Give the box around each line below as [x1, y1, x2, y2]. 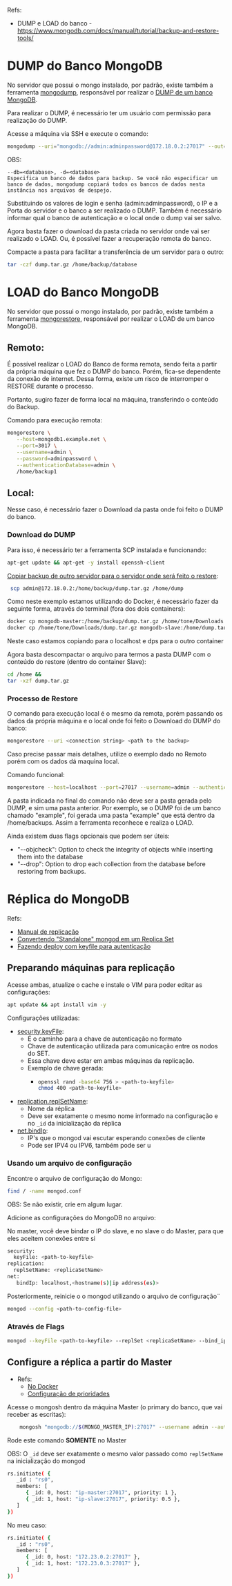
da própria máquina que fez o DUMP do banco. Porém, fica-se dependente [7, 367, 221, 375]
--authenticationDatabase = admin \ [16, 462, 116, 469]
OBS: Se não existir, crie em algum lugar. [7, 1200, 123, 1208]
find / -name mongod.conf [7, 1187, 81, 1195]
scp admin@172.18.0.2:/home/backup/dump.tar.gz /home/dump [10, 585, 184, 592]
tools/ [17, 34, 34, 42]
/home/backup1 [16, 468, 57, 475]
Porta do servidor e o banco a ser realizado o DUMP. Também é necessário [7, 206, 222, 215]
